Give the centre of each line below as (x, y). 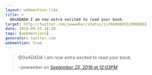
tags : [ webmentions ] (27, 33)
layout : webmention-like (32, 10)
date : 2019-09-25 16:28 (31, 29)
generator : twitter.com (31, 39)
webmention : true (24, 43)
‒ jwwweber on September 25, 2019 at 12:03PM (68, 67)
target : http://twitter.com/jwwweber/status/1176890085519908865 (76, 24)
